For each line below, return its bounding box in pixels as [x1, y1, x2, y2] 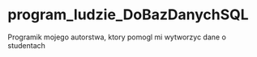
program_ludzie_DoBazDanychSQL [7, 6, 249, 24]
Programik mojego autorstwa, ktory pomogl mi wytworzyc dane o [7, 32, 226, 42]
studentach [7, 40, 46, 50]
